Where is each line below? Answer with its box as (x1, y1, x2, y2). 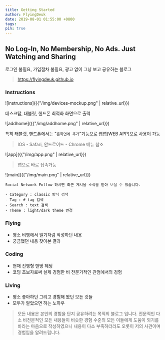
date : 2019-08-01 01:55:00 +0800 (5, 17, 75, 22)
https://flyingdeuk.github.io (17, 76, 74, 82)
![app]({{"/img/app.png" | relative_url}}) (5, 151, 86, 158)
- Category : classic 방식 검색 (5, 192, 68, 197)
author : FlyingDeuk (5, 12, 46, 17)
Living (5, 281, 21, 288)
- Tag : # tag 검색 (5, 197, 44, 203)
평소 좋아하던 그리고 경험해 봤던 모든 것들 (12, 294, 93, 300)
